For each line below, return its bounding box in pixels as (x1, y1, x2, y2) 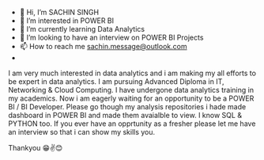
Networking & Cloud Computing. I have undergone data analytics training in (8, 86, 255, 94)
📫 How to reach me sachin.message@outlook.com (19, 42, 187, 51)
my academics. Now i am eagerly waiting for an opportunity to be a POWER (8, 93, 255, 103)
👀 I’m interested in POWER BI (19, 16, 115, 25)
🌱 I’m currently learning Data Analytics (19, 25, 145, 33)
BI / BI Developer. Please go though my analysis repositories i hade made (8, 102, 247, 111)
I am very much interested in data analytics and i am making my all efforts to (8, 68, 257, 78)
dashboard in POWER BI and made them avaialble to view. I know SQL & (8, 111, 243, 120)
